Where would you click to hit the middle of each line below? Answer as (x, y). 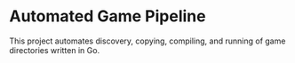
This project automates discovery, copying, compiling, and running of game (147, 41)
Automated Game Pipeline (108, 16)
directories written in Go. (55, 50)
